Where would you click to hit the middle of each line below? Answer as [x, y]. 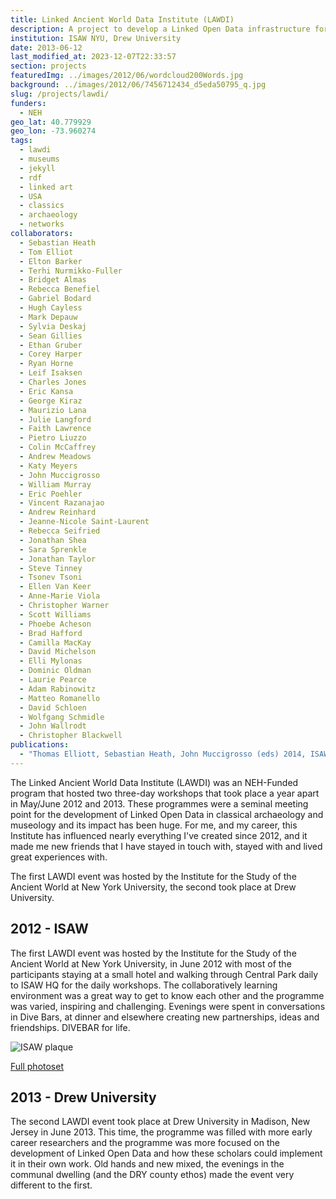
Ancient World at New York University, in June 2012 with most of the [151, 963]
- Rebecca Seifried [60, 531]
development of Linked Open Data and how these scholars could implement [166, 1153]
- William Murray [55, 484]
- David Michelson [58, 652]
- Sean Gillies [51, 336]
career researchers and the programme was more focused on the [145, 1143]
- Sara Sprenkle [53, 549]
